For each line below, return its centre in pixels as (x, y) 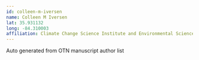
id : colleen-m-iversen (34, 12)
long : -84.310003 (28, 28)
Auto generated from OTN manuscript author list (65, 50)
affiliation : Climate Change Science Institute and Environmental (90, 34)
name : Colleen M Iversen (37, 17)
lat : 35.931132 (25, 23)
